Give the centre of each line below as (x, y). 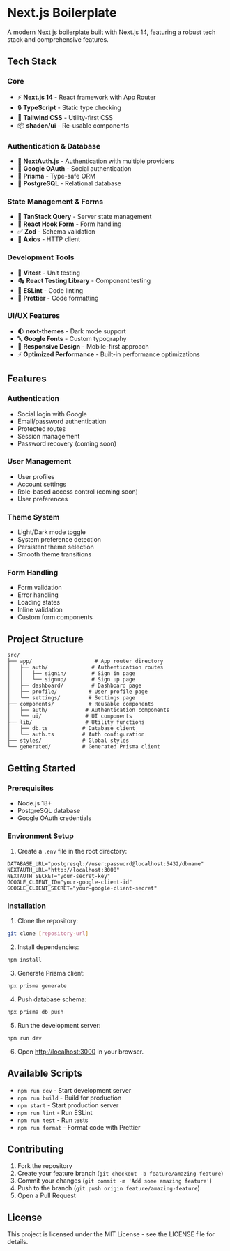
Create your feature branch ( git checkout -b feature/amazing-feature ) (120, 1174)
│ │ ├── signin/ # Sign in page (71, 674)
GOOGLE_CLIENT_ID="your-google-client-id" (70, 882)
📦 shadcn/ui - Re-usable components (73, 125)
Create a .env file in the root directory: (72, 851)
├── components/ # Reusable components (81, 704)
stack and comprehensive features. (58, 39)
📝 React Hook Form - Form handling (69, 224)
